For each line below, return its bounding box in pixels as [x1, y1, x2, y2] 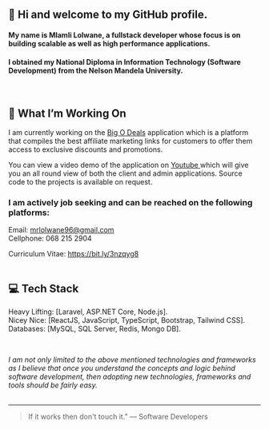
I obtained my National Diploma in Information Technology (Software [8, 57, 242, 66]
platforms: [8, 207, 50, 218]
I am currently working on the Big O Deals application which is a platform [8, 128, 249, 137]
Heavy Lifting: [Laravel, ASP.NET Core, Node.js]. [8, 307, 168, 316]
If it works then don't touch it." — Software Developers [27, 412, 208, 422]
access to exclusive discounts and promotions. [8, 145, 163, 154]
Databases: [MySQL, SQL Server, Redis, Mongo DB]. [8, 324, 182, 334]
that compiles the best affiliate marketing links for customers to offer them [8, 137, 253, 145]
